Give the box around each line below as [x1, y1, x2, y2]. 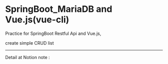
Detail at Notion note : [5, 54, 50, 60]
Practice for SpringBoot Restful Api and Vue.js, [5, 30, 101, 36]
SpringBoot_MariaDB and [5, 3, 112, 15]
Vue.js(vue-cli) [5, 14, 69, 25]
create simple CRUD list [5, 40, 54, 46]
